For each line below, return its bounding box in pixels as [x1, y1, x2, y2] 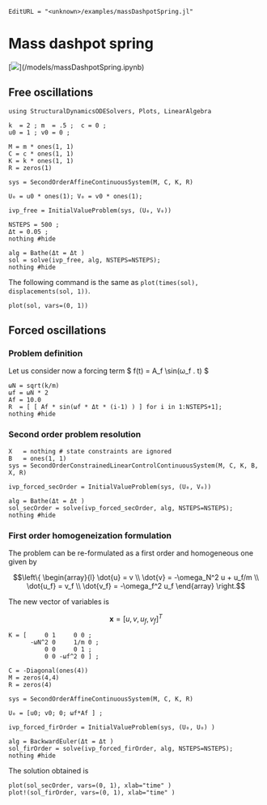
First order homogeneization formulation [8, 530, 172, 541]
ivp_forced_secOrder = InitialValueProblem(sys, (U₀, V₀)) [8, 483, 212, 491]
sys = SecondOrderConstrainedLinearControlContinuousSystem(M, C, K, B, [8, 462, 259, 470]
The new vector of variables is [8, 597, 109, 607]
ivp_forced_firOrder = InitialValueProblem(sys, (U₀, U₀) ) [8, 723, 216, 732]
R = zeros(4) [8, 681, 53, 689]
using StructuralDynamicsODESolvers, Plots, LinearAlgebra [8, 107, 212, 115]
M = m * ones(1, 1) [8, 143, 74, 151]
